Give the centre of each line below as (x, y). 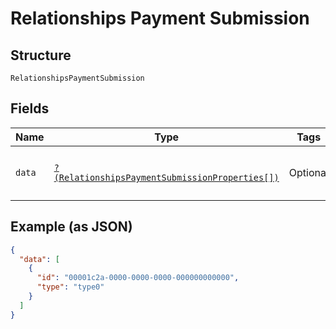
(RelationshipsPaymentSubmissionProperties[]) (166, 177)
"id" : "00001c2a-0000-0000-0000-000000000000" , (138, 278)
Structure (41, 55)
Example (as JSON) (71, 227)
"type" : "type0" (70, 287)
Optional (308, 172)
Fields (30, 108)
